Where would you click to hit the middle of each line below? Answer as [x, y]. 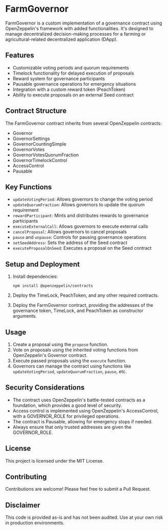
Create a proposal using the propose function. [61, 344]
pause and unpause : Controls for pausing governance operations [79, 237]
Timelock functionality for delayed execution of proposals [73, 73]
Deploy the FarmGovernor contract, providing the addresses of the [83, 305]
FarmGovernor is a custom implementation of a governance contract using [84, 23]
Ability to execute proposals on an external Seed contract [73, 94]
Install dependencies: [35, 277]
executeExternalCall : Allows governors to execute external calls [80, 226]
